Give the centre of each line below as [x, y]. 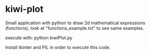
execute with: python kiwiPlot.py [39, 38]
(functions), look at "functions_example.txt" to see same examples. [75, 28]
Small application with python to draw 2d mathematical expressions [75, 23]
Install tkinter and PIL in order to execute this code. [58, 47]
